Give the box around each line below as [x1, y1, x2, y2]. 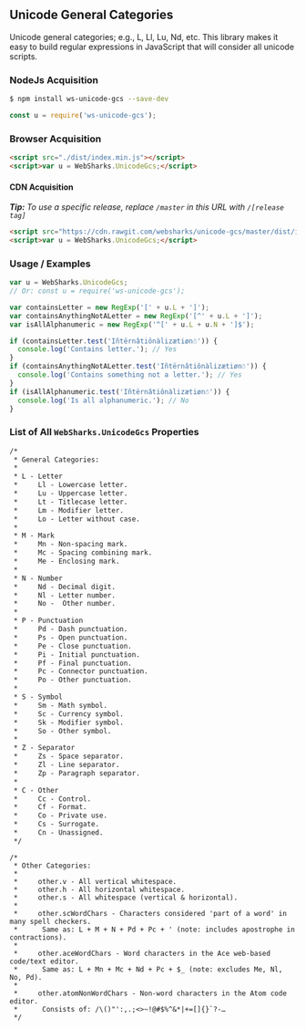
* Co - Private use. [13, 811, 107, 820]
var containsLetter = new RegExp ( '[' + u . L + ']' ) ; [9, 303, 209, 312]
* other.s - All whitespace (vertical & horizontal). [13, 893, 239, 902]
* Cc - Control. [13, 794, 92, 804]
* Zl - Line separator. [13, 761, 120, 770]
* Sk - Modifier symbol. [13, 718, 125, 727]
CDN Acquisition [9, 182, 75, 192]
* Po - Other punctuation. [13, 675, 132, 685]
